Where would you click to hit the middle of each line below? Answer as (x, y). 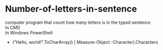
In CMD (13, 27)
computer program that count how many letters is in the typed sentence (78, 22)
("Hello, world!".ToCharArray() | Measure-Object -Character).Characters (85, 42)
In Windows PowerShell (29, 33)
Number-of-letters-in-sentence (71, 9)
